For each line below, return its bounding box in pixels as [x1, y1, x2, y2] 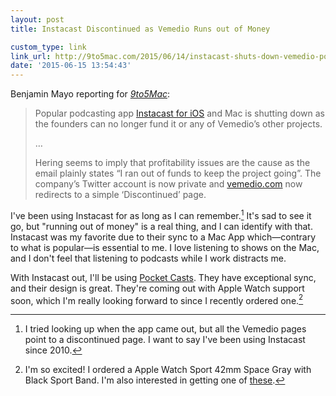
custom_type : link [10, 42, 87, 52]
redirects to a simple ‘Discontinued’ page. [34, 189, 207, 201]
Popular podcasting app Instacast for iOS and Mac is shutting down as [34, 107, 325, 120]
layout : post [10, 14, 65, 25]
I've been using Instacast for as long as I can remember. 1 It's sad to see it [10, 208, 312, 221]
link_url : [10, 51, 52, 61]
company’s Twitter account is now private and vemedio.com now [34, 178, 303, 190]
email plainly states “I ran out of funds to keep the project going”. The [34, 167, 322, 180]
